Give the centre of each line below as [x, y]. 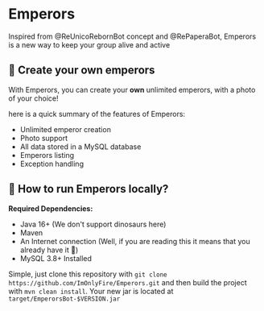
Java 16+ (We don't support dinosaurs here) [93, 224]
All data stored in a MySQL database [80, 147]
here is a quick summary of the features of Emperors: [97, 114]
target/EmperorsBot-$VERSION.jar [64, 299]
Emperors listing [47, 155]
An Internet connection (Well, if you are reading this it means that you [135, 241]
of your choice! [33, 98]
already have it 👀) [49, 250]
